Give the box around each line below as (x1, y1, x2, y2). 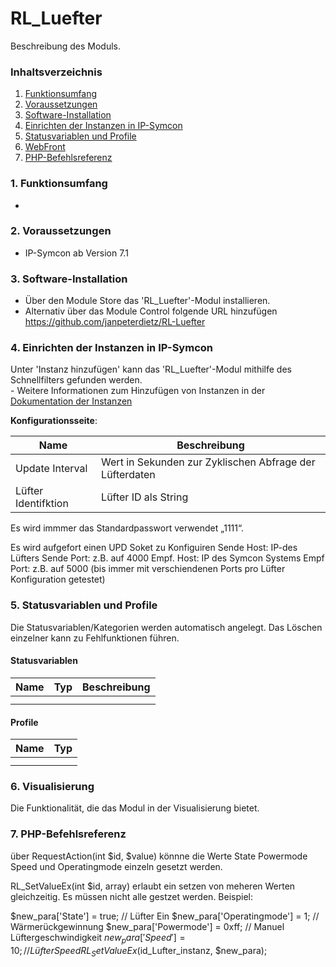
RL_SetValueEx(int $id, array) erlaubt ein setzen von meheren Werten (10, 880, 296, 892)
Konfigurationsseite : (10, 415, 98, 427)
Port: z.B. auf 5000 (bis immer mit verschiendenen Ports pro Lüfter (10, 563, 286, 575)
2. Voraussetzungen (10, 224, 112, 238)
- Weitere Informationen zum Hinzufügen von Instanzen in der (10, 385, 266, 397)
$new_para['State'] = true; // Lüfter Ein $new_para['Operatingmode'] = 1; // (10, 910, 320, 922)
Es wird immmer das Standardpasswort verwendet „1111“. (10, 522, 244, 534)
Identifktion (15, 497, 69, 511)
